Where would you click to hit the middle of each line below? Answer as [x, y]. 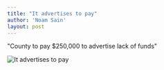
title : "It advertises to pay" [52, 14]
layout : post [26, 26]
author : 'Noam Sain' [37, 20]
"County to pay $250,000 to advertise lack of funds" [82, 46]
